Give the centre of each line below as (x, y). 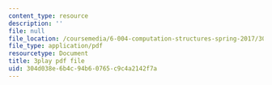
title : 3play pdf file (47, 62)
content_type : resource (49, 16)
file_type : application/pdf (56, 46)
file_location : (34, 38)
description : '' (36, 23)
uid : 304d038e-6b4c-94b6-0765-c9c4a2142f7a (83, 69)
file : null (27, 31)
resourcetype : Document (49, 53)
